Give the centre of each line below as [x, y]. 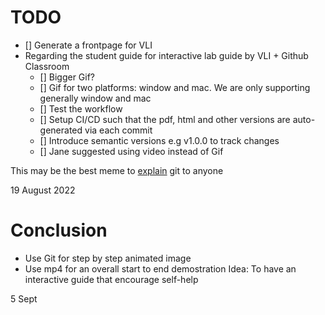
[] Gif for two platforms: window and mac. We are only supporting [175, 87]
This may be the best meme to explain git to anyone [117, 170]
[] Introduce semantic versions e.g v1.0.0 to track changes [159, 140]
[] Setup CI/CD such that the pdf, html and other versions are [165, 119]
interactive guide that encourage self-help [111, 279]
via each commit [118, 130]
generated [61, 130]
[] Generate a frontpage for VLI [88, 45]
